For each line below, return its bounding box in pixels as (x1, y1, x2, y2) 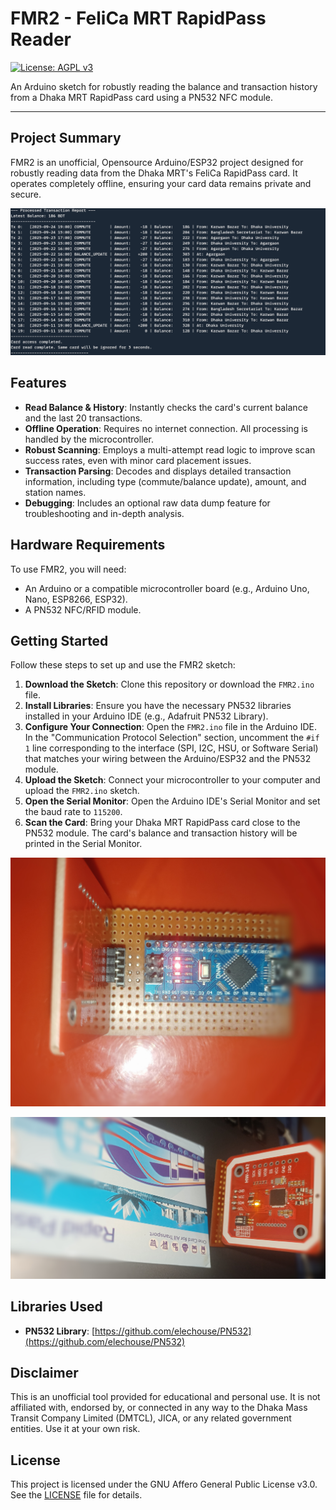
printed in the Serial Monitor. (24, 838, 143, 850)
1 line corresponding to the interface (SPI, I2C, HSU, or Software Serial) (24, 742, 319, 754)
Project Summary (10, 130, 122, 147)
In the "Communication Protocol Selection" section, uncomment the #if (24, 732, 320, 744)
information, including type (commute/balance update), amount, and (24, 475, 307, 487)
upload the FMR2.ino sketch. (24, 785, 140, 797)
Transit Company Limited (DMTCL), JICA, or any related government (10, 1412, 292, 1424)
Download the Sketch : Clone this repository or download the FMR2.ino (24, 678, 315, 691)
